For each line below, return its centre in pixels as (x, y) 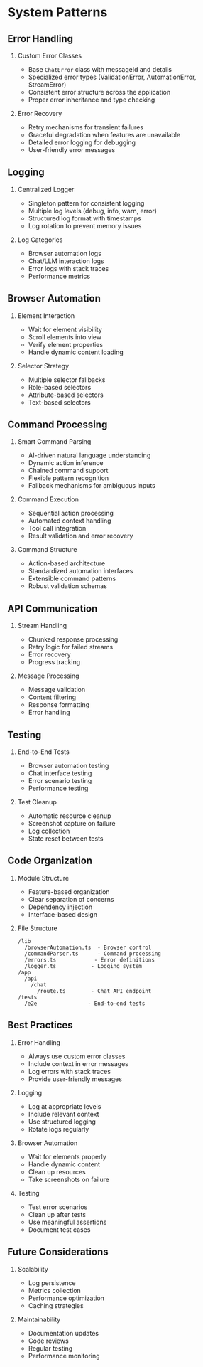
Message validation (57, 690)
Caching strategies (56, 1305)
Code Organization (50, 861)
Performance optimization (66, 1298)
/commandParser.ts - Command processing (93, 954)
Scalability (33, 1269)
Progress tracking (54, 662)
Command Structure (47, 550)
